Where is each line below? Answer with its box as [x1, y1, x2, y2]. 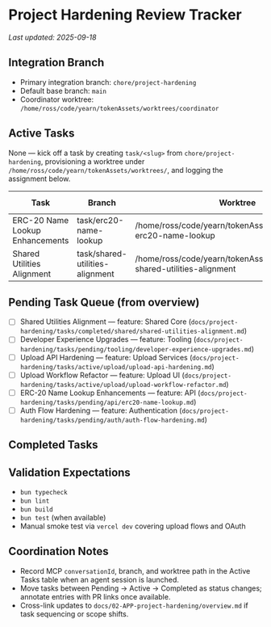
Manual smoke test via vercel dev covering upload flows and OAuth [19, 521, 246, 531]
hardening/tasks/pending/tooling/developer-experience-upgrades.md [19, 345, 252, 353]
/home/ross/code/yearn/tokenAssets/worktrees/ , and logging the [8, 165, 223, 175]
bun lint [19, 497, 50, 505]
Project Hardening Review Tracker [8, 6, 242, 24]
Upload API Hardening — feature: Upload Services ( [19, 352, 193, 362]
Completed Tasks [8, 438, 98, 452]
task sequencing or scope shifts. [19, 608, 129, 619]
